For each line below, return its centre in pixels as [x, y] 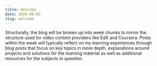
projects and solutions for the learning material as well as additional [73, 53]
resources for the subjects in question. [44, 59]
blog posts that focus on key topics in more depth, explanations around [77, 48]
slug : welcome [20, 19]
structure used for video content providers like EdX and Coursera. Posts [78, 38]
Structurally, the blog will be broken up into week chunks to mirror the [76, 33]
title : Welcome [21, 10]
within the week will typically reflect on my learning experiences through [79, 43]
